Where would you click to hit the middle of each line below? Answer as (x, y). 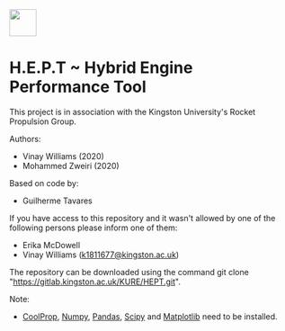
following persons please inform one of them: (94, 228)
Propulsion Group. (43, 121)
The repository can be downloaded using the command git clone (129, 272)
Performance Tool (78, 87)
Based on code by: (44, 183)
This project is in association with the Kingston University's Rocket (133, 112)
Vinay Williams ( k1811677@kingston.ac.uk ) (101, 255)
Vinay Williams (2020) (63, 156)
